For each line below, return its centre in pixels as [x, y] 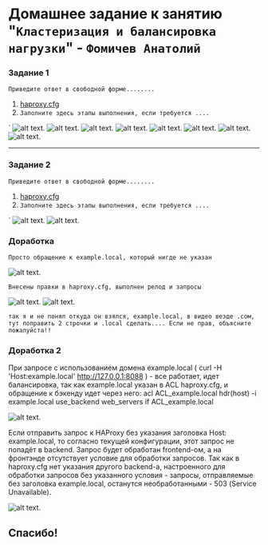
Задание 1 [29, 73]
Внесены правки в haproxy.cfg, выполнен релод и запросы [105, 287]
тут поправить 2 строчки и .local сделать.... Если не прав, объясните [130, 324]
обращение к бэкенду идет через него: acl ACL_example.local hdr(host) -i [132, 393]
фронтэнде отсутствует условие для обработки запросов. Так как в [124, 458]
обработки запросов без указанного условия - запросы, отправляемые [131, 475]
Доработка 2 [35, 350]
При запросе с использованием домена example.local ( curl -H [115, 368]
